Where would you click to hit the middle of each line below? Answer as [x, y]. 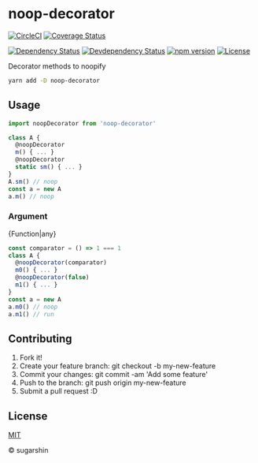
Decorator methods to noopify [57, 66]
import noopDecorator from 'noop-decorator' [82, 123]
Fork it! [31, 358]
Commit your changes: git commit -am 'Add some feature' [114, 375]
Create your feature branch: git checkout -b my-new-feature [118, 366]
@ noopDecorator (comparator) [61, 263]
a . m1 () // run [31, 314]
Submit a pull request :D [59, 391]
